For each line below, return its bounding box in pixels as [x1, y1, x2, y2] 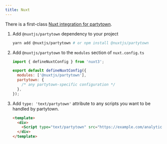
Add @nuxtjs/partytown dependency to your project [12, 30, 119, 36]
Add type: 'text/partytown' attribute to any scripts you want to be [12, 100, 151, 106]
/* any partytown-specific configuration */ [21, 82, 116, 87]
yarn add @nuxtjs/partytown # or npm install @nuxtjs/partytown [12, 40, 149, 45]
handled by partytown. [12, 105, 59, 111]
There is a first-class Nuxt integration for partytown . [5, 21, 112, 27]
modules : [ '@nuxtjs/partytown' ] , [17, 73, 87, 78]
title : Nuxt [5, 7, 30, 12]
